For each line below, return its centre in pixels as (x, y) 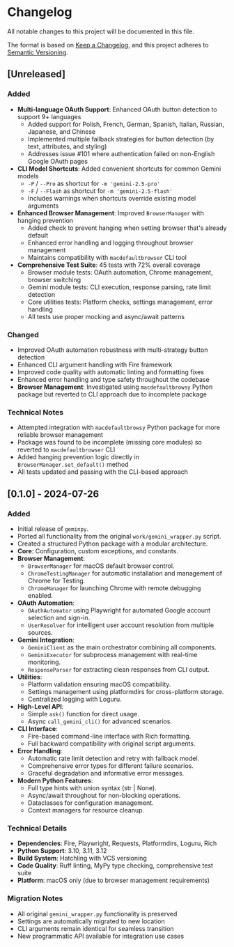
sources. (40, 632)
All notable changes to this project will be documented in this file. (101, 31)
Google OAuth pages (58, 161)
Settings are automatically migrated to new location (91, 921)
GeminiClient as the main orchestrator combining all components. (122, 647)
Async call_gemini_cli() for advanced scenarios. (100, 721)
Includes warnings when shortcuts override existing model (112, 198)
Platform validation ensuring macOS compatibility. (99, 684)
